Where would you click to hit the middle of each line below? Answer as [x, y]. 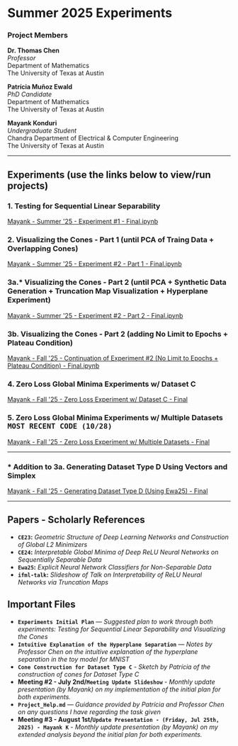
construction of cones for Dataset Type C [78, 674]
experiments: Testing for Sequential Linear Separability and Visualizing [121, 629]
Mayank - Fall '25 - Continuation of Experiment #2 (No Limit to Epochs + [113, 358]
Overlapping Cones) [43, 249]
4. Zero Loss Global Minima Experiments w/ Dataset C [102, 384]
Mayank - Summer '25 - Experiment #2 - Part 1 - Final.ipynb [95, 264]
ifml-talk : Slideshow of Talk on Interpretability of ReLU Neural [110, 575]
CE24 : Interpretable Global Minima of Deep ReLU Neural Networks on [118, 552]
